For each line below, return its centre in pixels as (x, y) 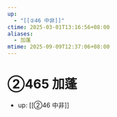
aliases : (20, 34)
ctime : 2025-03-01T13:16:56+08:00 (59, 27)
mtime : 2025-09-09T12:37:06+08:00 (59, 47)
